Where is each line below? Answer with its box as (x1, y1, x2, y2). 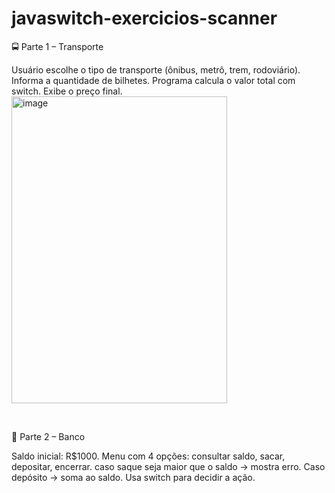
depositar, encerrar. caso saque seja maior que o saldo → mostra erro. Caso (11, 460, 326, 472)
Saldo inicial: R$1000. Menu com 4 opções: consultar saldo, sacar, (11, 450, 286, 462)
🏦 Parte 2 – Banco (11, 430, 86, 442)
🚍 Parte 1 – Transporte (11, 40, 104, 52)
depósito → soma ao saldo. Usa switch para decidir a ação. (11, 471, 256, 483)
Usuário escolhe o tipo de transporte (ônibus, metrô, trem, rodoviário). (11, 63, 301, 76)
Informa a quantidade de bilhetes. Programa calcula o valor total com (11, 74, 296, 86)
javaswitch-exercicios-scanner (11, 7, 278, 30)
